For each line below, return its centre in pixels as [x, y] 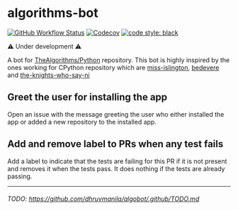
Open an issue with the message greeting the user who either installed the [116, 114]
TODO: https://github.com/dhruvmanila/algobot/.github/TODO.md [103, 199]
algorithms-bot [53, 13]
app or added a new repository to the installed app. [82, 122]
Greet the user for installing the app [87, 97]
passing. [20, 176]
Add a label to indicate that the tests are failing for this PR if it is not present [117, 161]
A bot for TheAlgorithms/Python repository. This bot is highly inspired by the [119, 60]
